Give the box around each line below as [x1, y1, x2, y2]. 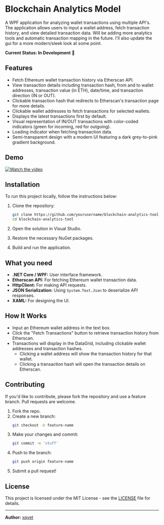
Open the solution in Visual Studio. [12, 226, 82, 231]
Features [5, 64, 33, 72]
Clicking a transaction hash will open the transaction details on [19, 361, 145, 367]
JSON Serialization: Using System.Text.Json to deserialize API [12, 287, 138, 293]
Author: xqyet [5, 514, 34, 520]
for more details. [12, 103, 45, 108]
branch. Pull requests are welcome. [5, 399, 77, 404]
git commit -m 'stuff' [12, 441, 59, 446]
